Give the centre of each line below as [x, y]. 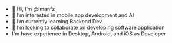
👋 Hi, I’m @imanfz [33, 9]
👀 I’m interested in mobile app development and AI [73, 15]
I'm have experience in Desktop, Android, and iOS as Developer [89, 34]
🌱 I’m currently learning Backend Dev [57, 21]
